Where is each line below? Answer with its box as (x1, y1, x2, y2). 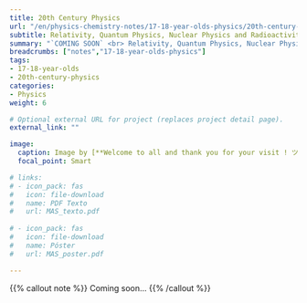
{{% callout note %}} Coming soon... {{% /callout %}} (9, 282, 212, 293)
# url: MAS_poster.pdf (9, 249, 104, 258)
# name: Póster (9, 241, 76, 250)
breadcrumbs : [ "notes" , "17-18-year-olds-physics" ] (9, 47, 206, 57)
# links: (9, 172, 43, 183)
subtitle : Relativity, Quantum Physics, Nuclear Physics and (9, 30, 248, 39)
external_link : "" (9, 123, 79, 132)
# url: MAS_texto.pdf (9, 207, 101, 216)
